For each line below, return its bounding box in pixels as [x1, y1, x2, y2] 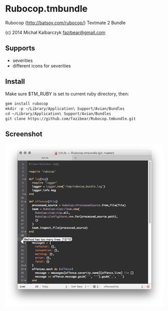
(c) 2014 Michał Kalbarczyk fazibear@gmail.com [5, 29, 106, 35]
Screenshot [5, 129, 43, 138]
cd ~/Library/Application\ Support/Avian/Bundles [5, 111, 112, 116]
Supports [5, 44, 35, 53]
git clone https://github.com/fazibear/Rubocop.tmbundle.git [5, 116, 136, 121]
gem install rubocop [5, 101, 49, 106]
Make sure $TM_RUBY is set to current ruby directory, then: [5, 91, 129, 97]
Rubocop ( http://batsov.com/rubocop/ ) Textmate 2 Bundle [5, 20, 126, 26]
